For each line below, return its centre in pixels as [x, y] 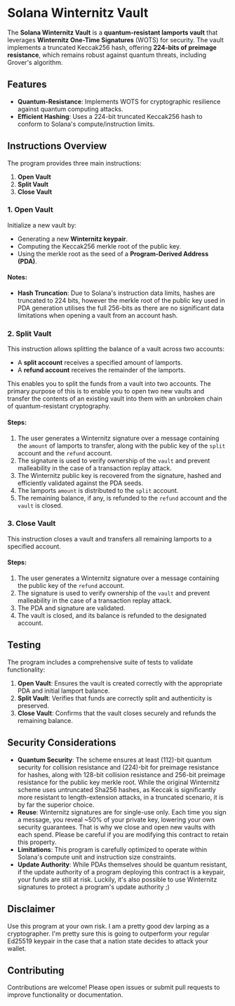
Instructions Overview [57, 146]
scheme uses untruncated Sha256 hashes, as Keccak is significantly [116, 789]
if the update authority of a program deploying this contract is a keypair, [121, 872]
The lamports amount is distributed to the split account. [98, 490]
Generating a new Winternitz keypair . [73, 239]
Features [27, 85]
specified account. [34, 546]
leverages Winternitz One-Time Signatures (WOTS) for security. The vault [116, 39]
